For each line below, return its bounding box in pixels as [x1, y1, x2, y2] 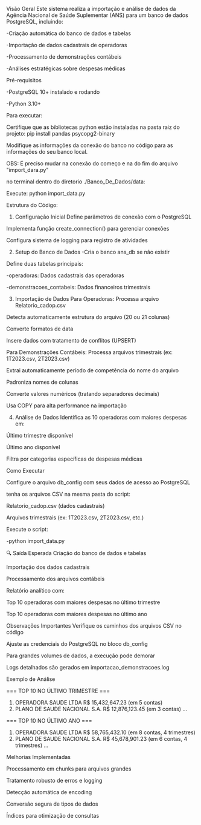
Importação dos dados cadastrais [6, 564, 90, 571]
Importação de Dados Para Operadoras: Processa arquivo [14, 295, 159, 302]
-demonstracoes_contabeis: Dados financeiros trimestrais [6, 284, 151, 291]
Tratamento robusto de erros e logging [6, 777, 103, 784]
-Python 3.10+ [6, 100, 41, 107]
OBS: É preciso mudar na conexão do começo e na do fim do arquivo [6, 160, 178, 167]
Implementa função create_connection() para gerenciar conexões [6, 225, 170, 232]
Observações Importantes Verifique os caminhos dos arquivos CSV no [6, 622, 182, 629]
